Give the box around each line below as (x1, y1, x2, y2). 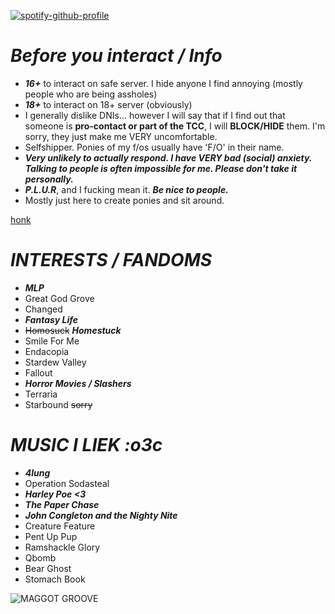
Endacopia (24, 345, 70, 357)
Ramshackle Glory (24, 541, 101, 553)
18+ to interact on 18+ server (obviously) (24, 98, 193, 110)
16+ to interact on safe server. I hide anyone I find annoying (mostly (24, 77, 303, 89)
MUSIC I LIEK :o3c (10, 434, 163, 457)
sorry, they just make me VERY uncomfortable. (24, 130, 218, 142)
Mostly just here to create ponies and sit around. (24, 194, 225, 206)
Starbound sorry (24, 398, 93, 410)
